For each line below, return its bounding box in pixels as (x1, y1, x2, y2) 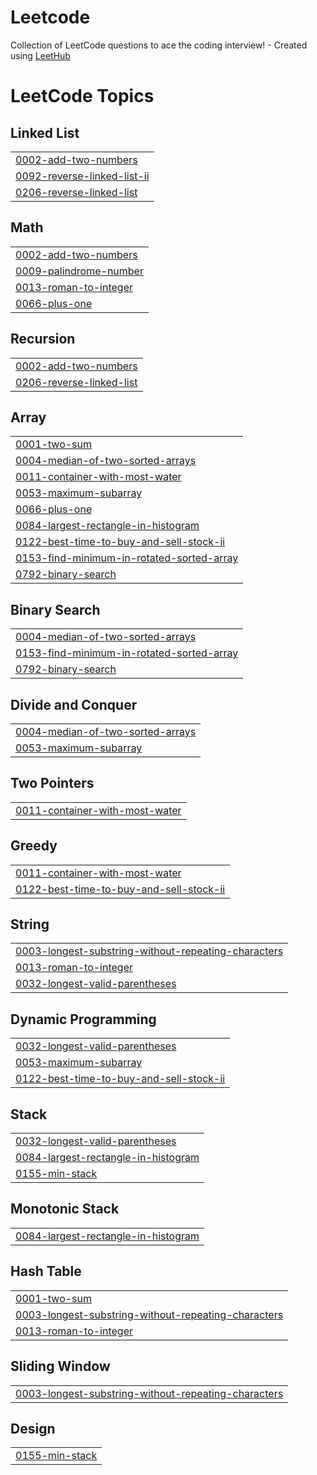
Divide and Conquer (10, 696, 138, 713)
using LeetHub (10, 49, 71, 61)
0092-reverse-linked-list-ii (15, 169, 150, 183)
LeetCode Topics (10, 85, 155, 108)
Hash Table (10, 1263, 82, 1280)
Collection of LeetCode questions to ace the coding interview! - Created (10, 39, 308, 51)
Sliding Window (10, 1358, 111, 1375)
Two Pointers (10, 775, 95, 792)
